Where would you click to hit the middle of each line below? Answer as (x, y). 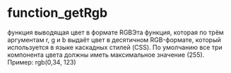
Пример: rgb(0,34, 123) (42, 62)
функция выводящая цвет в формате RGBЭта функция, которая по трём (115, 32)
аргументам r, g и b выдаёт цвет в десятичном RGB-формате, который (114, 39)
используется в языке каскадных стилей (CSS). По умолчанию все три (115, 47)
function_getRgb (58, 13)
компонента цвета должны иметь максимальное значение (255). (106, 55)
